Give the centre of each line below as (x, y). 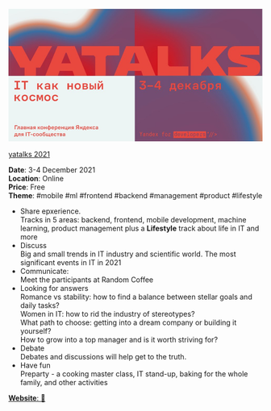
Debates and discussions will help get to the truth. (103, 356)
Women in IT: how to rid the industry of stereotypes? (107, 313)
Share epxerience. (50, 211)
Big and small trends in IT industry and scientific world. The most (128, 254)
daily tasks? (40, 305)
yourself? (35, 330)
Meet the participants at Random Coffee (87, 280)
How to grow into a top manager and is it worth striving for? (119, 339)
